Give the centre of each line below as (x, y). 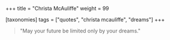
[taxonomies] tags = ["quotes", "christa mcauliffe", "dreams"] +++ (85, 19)
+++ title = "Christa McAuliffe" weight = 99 (57, 8)
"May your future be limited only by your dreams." (80, 31)
